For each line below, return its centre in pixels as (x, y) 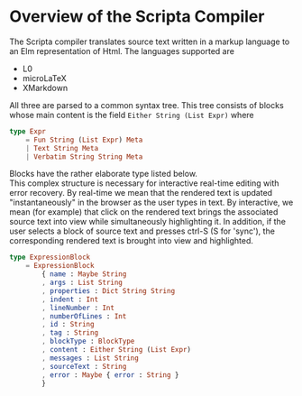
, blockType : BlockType (88, 341)
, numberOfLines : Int (84, 316)
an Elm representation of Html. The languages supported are (122, 51)
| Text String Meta (62, 148)
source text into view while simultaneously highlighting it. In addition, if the (148, 222)
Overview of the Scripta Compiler (137, 17)
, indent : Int (70, 299)
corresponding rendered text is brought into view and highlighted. (132, 241)
